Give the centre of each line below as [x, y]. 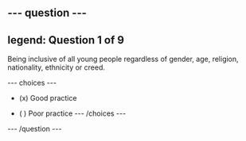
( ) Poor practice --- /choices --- [72, 113]
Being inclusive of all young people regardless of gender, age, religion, [123, 59]
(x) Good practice [48, 98]
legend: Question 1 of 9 [66, 40]
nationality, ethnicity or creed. [56, 67]
